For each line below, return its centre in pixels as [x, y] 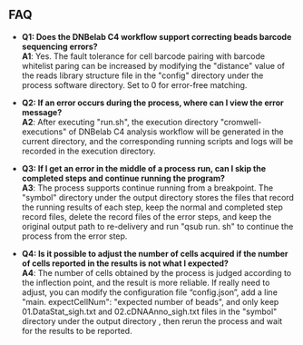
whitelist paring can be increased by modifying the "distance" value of [153, 65]
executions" [44, 132]
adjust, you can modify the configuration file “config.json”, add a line [150, 292]
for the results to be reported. [77, 330]
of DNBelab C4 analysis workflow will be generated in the [176, 132]
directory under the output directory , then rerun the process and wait [152, 320]
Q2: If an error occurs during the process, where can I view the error [152, 103]
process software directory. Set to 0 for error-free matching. [134, 84]
